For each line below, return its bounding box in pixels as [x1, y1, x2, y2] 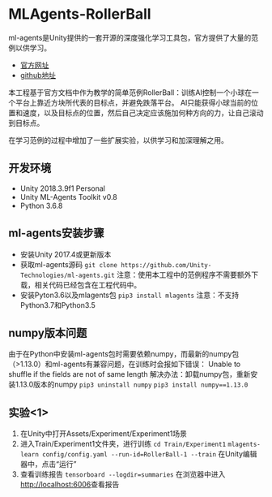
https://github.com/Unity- [121, 261, 212, 269]
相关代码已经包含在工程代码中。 [34, 279, 142, 289]
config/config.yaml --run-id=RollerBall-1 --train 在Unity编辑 [41, 449, 257, 459]
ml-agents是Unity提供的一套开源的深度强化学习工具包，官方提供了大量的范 [8, 32, 259, 42]
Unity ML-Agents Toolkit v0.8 [19, 192, 117, 201]
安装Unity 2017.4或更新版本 [19, 249, 112, 259]
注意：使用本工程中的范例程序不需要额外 [116, 270, 252, 279]
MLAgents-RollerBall [8, 5, 151, 24]
